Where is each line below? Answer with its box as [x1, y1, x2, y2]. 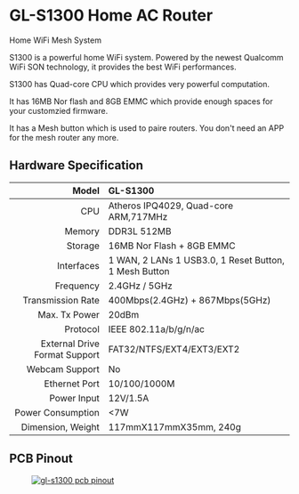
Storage [66, 239, 101, 252]
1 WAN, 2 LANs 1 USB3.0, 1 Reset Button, [108, 254, 285, 266]
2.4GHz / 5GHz [108, 279, 174, 292]
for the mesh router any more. [9, 132, 119, 142]
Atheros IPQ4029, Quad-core [108, 199, 234, 212]
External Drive [40, 337, 101, 350]
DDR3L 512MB [108, 224, 172, 237]
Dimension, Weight [20, 420, 101, 433]
